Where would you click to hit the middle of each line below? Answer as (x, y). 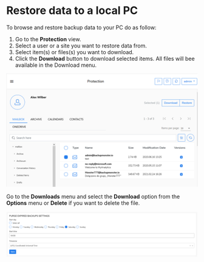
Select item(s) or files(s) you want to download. (74, 52)
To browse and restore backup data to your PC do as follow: (81, 27)
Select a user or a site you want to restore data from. (81, 46)
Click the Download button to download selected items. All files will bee (105, 58)
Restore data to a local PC (72, 11)
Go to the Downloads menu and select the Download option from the (93, 197)
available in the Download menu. (56, 65)
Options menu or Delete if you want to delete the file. (73, 203)
